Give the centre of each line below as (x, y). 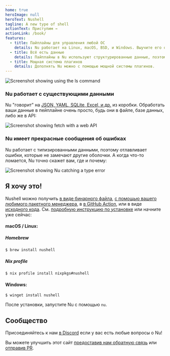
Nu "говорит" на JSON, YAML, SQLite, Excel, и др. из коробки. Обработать (85, 105)
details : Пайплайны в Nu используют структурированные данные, (82, 57)
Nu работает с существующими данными (60, 94)
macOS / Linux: (22, 226)
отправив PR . (19, 348)
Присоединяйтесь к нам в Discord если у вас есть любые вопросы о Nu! (84, 333)
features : (16, 38)
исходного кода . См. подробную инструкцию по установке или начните (83, 209)
